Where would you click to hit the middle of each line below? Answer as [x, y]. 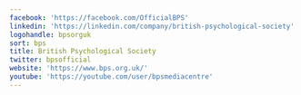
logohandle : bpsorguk [50, 34]
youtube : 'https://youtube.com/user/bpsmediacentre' [111, 77]
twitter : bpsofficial [50, 60]
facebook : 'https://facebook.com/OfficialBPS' [99, 18]
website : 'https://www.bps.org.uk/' [79, 69]
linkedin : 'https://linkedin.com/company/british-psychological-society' [152, 26]
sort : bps [28, 43]
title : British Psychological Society [83, 52]
